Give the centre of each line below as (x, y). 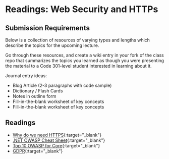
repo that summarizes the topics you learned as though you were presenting (85, 61)
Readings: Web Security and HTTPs (82, 9)
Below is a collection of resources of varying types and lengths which (78, 40)
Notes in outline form (34, 96)
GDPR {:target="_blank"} (38, 151)
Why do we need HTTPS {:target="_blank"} (57, 135)
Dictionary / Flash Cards (38, 91)
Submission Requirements (47, 28)
